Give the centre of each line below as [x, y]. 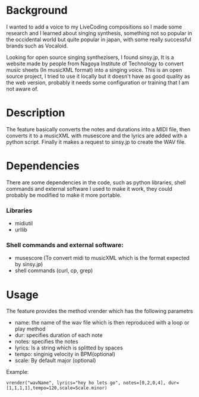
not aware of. [22, 89]
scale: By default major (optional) [55, 361]
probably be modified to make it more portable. [64, 195]
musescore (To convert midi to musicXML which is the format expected [102, 258]
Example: [18, 372]
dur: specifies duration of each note [59, 335]
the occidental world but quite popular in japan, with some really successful [99, 39]
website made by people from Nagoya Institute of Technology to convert [95, 64]
